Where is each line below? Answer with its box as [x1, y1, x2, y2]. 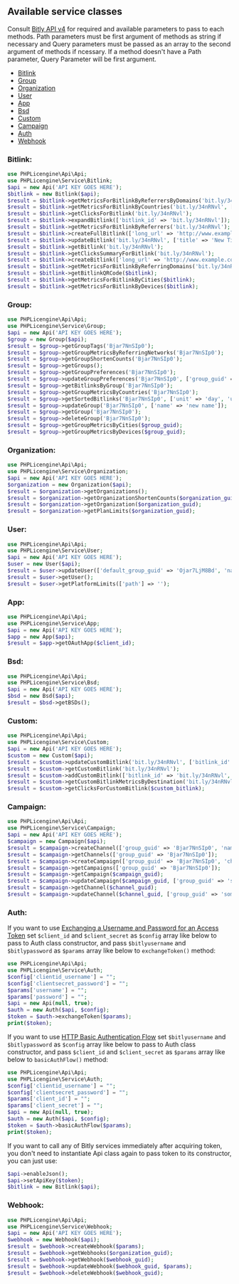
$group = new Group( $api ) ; [7, 336, 87, 343]
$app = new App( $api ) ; [7, 633, 75, 640]
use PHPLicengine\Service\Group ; [7, 323, 107, 330]
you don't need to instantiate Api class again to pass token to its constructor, [7, 1149, 232, 1157]
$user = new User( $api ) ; [7, 561, 81, 568]
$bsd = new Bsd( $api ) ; [7, 693, 75, 700]
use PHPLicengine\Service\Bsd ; [7, 679, 100, 686]
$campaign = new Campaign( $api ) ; [7, 838, 107, 845]
